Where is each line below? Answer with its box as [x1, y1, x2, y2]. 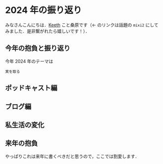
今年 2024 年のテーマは [5, 58, 54, 64]
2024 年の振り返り [5, 4, 82, 16]
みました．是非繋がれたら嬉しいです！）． [5, 28, 90, 34]
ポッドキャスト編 [5, 84, 57, 92]
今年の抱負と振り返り [5, 44, 70, 53]
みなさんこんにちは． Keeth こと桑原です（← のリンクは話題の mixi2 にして [5, 22, 159, 28]
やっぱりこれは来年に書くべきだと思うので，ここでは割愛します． [5, 153, 140, 159]
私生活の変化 [5, 120, 45, 129]
